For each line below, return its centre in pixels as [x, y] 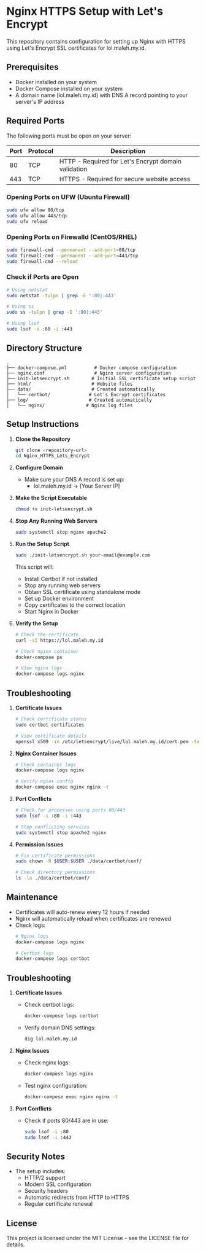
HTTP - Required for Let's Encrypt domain [120, 161]
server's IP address [40, 101]
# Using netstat [27, 290]
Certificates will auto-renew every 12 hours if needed [82, 912]
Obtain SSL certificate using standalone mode [82, 591]
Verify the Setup [36, 623]
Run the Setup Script [42, 544]
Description [128, 150]
